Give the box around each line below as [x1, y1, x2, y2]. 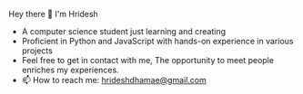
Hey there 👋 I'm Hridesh [8, 9, 99, 19]
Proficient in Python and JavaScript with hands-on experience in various [21, 36, 294, 46]
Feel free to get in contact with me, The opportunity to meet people [21, 55, 275, 65]
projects [21, 45, 54, 56]
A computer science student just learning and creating [21, 26, 227, 36]
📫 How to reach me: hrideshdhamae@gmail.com [21, 75, 207, 85]
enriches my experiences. [21, 64, 119, 75]
